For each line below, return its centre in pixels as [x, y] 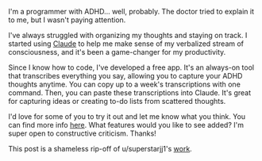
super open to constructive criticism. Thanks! [82, 133]
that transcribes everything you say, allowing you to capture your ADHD [125, 76]
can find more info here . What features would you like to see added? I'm [126, 125]
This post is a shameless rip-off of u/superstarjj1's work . [100, 149]
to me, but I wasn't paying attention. [67, 20]
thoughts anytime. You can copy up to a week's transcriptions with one [124, 84]
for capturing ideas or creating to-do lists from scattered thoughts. [117, 101]
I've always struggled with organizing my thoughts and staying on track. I [128, 35]
